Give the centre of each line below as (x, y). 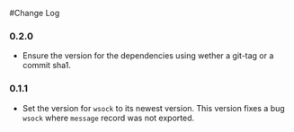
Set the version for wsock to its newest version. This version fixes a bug (153, 108)
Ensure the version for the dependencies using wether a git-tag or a (148, 56)
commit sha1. (47, 66)
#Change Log (35, 13)
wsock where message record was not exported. (108, 118)
